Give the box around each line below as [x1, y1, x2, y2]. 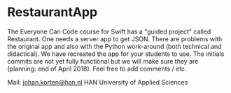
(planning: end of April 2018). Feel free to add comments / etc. [7, 64, 187, 73]
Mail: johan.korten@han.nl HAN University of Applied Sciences [7, 78, 188, 86]
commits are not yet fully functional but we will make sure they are [7, 57, 199, 65]
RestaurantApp [7, 4, 98, 20]
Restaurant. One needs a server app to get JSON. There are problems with [7, 34, 223, 43]
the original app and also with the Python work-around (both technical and [7, 42, 222, 50]
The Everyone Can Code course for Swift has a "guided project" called [7, 27, 211, 36]
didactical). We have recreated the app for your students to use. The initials [7, 50, 225, 58]
